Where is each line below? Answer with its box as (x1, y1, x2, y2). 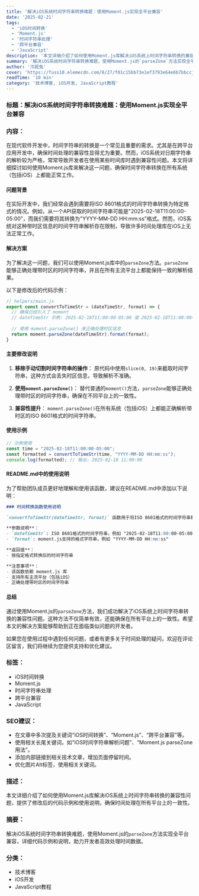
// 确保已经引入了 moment (11, 309, 69, 315)
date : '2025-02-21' (6, 14, 54, 20)
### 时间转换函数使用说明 (6, 504, 61, 510)
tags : (6, 20, 20, 25)
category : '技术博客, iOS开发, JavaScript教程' (6, 81, 118, 87)
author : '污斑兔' (6, 63, 46, 70)
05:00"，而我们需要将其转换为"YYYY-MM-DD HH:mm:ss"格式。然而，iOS (6, 215, 187, 222)
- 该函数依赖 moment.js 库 (6, 568, 68, 575)
